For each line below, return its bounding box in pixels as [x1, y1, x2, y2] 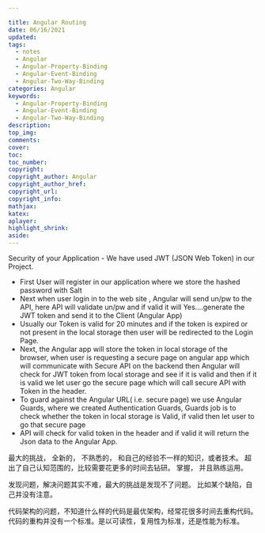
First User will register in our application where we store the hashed [19, 278, 240, 286]
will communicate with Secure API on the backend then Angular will [19, 361, 240, 370]
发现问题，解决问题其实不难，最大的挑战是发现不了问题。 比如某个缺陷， [8, 480, 246, 489]
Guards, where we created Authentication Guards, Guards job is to [19, 403, 237, 412]
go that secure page [19, 420, 86, 429]
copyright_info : [8, 195, 62, 202]
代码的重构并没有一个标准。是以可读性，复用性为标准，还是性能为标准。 [8, 516, 244, 526]
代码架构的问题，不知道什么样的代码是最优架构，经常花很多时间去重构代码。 [8, 507, 258, 516]
